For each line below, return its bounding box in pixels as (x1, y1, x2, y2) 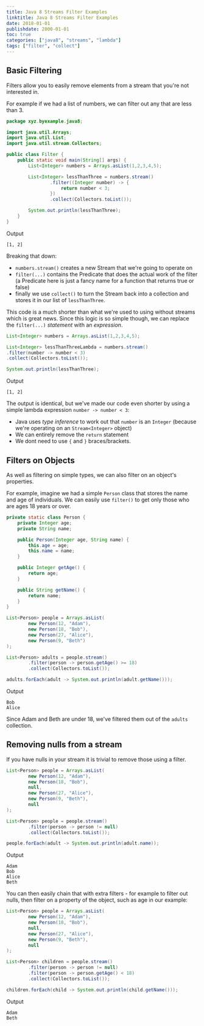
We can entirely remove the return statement (15, 431, 129, 439)
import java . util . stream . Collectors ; (6, 141, 102, 147)
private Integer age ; (17, 520, 72, 526)
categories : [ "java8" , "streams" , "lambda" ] (6, 37, 121, 43)
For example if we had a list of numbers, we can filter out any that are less (6, 100, 192, 107)
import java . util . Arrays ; (6, 129, 72, 135)
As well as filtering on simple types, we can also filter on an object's (6, 472, 177, 478)
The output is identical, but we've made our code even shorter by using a (6, 400, 190, 407)
